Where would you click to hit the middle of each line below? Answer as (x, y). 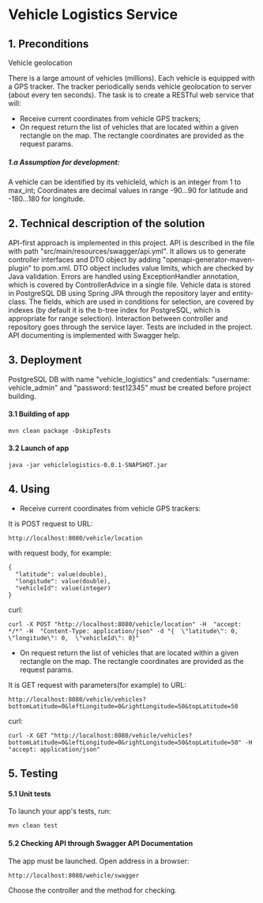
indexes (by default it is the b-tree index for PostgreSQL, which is (115, 309)
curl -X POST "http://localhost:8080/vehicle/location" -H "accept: (125, 624)
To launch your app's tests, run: (60, 811)
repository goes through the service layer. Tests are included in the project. (131, 327)
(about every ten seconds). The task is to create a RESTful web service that (131, 95)
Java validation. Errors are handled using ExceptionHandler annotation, (124, 276)
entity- (243, 293)
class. (18, 302)
